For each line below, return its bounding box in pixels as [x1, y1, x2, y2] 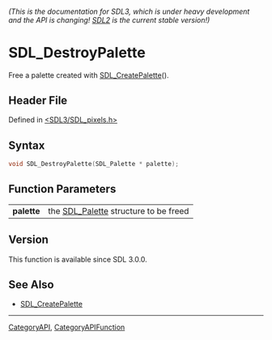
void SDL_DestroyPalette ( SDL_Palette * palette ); [8, 160, 180, 168]
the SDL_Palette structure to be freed [48, 205, 189, 216]
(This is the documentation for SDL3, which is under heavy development [8, 6, 250, 16]
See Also [8, 278, 54, 291]
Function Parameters [8, 182, 117, 196]
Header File [8, 93, 68, 107]
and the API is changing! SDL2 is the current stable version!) [8, 15, 210, 24]
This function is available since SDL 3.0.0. [8, 254, 147, 264]
